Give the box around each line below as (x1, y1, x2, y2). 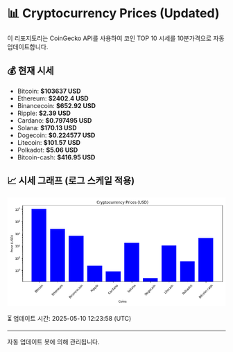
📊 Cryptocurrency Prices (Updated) (7, 6, 220, 21)
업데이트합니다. (7, 42, 49, 51)
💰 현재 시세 (7, 65, 54, 77)
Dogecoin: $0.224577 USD (17, 131, 96, 139)
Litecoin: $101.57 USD (17, 138, 81, 146)
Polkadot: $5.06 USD (17, 146, 78, 154)
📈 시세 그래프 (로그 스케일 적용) (7, 175, 135, 187)
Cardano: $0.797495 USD (17, 116, 92, 125)
